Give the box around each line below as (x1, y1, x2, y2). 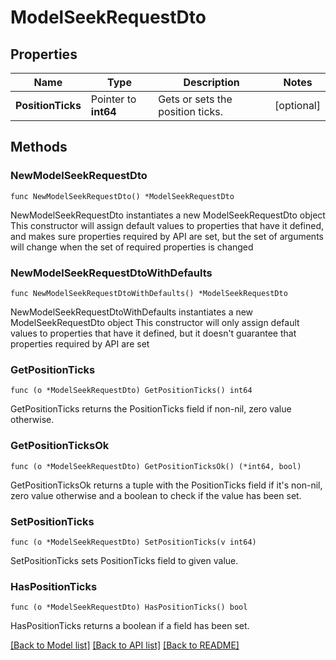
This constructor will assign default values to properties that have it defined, (10, 219, 325, 231)
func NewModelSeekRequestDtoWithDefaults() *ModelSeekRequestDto (10, 288, 288, 298)
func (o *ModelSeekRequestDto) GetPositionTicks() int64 (10, 386, 253, 396)
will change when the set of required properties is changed (10, 241, 254, 253)
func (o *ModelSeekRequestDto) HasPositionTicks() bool (10, 602, 248, 613)
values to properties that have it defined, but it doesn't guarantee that (10, 327, 297, 339)
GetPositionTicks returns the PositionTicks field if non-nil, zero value (10, 403, 292, 415)
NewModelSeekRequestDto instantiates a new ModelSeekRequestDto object (10, 209, 326, 221)
